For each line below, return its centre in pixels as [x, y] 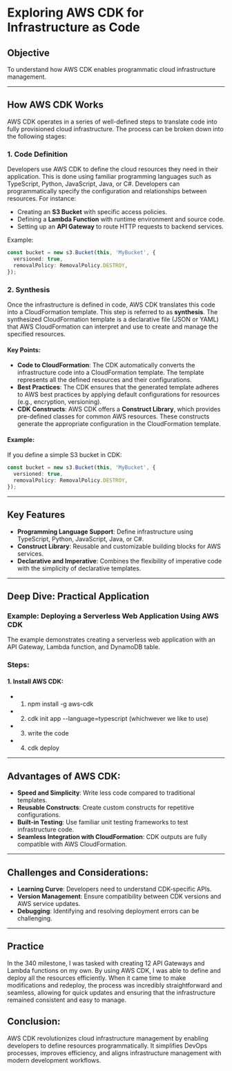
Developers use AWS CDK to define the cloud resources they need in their [113, 169]
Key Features [36, 515]
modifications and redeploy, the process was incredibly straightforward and [115, 985]
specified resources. [36, 334]
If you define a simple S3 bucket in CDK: [65, 455]
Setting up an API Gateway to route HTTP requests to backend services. [120, 226]
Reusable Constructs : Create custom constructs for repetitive [106, 808]
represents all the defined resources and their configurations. [104, 380]
